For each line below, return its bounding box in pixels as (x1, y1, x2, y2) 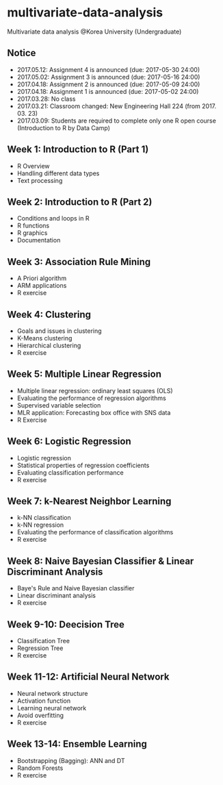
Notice (7, 47, 36, 59)
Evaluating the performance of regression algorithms (16, 394, 166, 402)
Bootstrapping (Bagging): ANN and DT (16, 756, 125, 764)
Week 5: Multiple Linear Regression (7, 369, 162, 380)
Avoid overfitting (16, 711, 64, 719)
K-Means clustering (16, 334, 73, 342)
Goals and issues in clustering (16, 327, 102, 335)
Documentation (16, 236, 61, 245)
